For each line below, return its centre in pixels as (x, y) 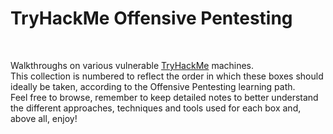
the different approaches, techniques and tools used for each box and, (156, 108)
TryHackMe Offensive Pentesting (151, 18)
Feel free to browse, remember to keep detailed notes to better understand (164, 97)
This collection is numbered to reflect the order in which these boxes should (167, 76)
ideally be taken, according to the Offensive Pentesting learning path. (153, 86)
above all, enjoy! (44, 118)
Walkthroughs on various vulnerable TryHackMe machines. (132, 65)
